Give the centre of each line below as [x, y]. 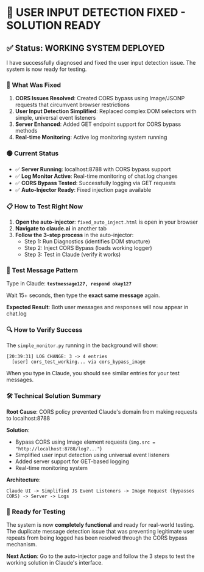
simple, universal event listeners [55, 118]
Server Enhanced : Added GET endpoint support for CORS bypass [98, 124]
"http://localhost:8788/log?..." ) [58, 448]
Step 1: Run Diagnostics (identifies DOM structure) [87, 241]
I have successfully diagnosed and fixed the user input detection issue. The [101, 63]
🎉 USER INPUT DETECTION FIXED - [96, 13]
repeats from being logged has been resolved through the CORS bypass [97, 538]
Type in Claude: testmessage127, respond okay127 [69, 284]
